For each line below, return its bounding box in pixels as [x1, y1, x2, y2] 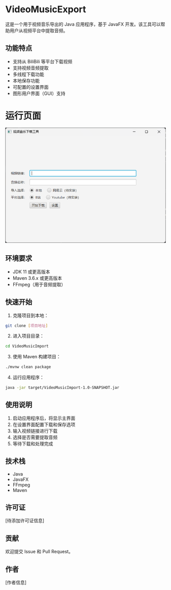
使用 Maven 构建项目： [12, 354, 61, 360]
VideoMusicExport [5, 4, 87, 15]
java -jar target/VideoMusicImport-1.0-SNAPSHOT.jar [5, 385, 120, 390]
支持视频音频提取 [12, 65, 49, 71]
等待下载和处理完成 [12, 440, 53, 447]
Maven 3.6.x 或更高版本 [12, 275, 62, 281]
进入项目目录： [12, 333, 44, 339]
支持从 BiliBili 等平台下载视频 [12, 58, 73, 64]
